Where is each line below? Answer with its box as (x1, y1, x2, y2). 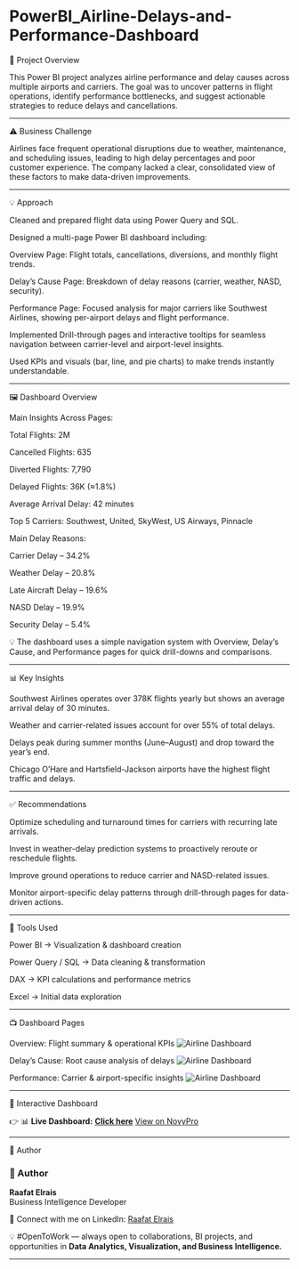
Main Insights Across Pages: (9, 412, 114, 423)
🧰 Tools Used (9, 922, 59, 933)
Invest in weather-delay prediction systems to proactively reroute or (9, 843, 258, 853)
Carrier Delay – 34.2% (9, 550, 91, 561)
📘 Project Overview (9, 54, 80, 65)
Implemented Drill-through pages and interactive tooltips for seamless (9, 329, 267, 340)
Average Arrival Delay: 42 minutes (9, 498, 135, 509)
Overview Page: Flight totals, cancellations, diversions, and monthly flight (9, 249, 279, 260)
